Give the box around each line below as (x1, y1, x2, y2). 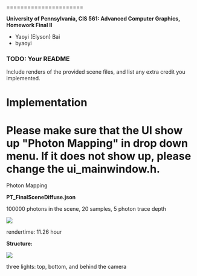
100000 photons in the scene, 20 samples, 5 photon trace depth (6, 205, 166, 213)
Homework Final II (6, 22, 53, 28)
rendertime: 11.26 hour (6, 228, 62, 236)
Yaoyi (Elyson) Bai (15, 33, 60, 40)
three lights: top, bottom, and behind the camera (6, 263, 127, 271)
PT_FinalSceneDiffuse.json (6, 194, 76, 201)
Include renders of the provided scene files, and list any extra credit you (6, 68, 186, 75)
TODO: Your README (6, 54, 70, 63)
